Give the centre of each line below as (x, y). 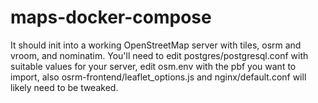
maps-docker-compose (111, 17)
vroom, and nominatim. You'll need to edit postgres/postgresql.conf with (159, 55)
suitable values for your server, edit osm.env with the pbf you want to (153, 66)
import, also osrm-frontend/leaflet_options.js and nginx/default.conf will (158, 77)
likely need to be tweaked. (64, 87)
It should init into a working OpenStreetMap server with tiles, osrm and (156, 45)
